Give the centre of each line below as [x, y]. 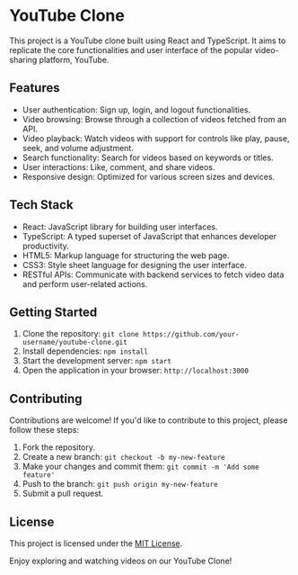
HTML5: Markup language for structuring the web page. [126, 255]
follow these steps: [44, 430]
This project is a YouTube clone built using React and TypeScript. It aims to [148, 40]
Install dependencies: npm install [85, 351]
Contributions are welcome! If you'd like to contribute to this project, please [149, 420]
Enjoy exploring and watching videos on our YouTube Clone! [121, 561]
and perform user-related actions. [85, 283]
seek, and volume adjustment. [78, 148]
